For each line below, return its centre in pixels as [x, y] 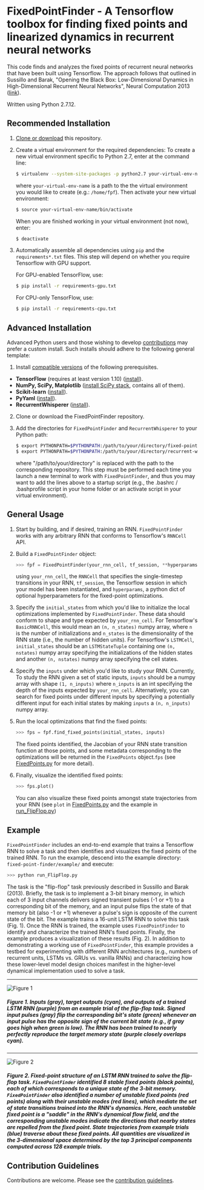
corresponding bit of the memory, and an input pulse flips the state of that [99, 906]
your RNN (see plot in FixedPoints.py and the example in [87, 805]
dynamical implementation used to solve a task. [66, 971]
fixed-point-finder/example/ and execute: [61, 864]
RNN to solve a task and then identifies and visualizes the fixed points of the [102, 851]
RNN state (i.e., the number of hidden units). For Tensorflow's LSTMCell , [105, 640]
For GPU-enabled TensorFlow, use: [59, 275]
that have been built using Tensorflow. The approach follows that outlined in [101, 73]
